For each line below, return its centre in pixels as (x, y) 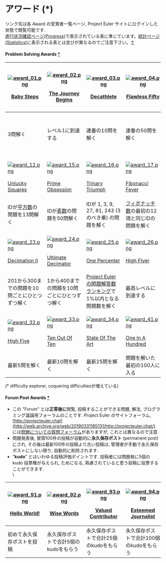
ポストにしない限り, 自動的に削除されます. (55, 451)
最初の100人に (143, 365)
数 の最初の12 (141, 211)
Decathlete (104, 97)
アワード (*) (29, 9)
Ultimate (57, 258)
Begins (64, 100)
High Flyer (138, 260)
